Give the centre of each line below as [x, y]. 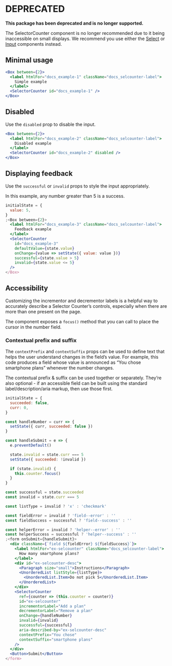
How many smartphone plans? [49, 553]
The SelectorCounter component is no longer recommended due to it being [85, 33]
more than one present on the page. [43, 311]
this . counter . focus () [37, 473]
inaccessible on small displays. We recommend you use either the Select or [85, 39]
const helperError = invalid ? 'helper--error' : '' [63, 530]
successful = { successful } [45, 625]
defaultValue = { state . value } [44, 248]
